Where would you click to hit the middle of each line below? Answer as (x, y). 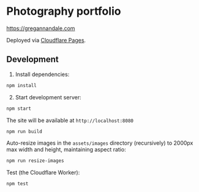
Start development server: (48, 97)
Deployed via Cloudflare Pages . (46, 40)
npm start (19, 109)
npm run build (24, 131)
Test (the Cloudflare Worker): (43, 172)
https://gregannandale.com (41, 28)
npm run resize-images (35, 161)
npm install (21, 85)
